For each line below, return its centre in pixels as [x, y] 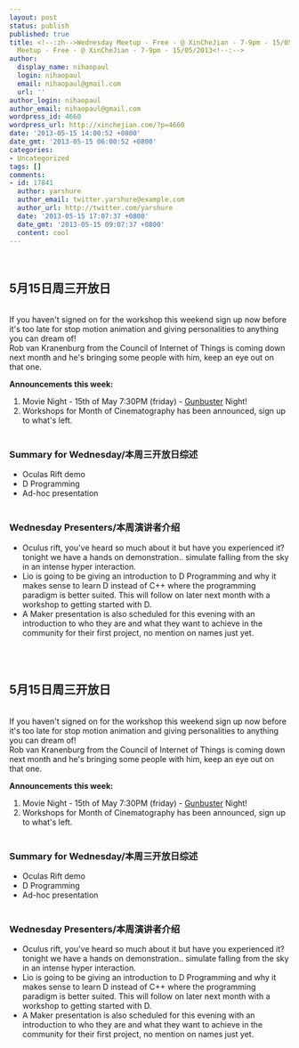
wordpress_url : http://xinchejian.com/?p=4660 [97, 126]
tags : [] [25, 167]
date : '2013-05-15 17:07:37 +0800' [83, 216]
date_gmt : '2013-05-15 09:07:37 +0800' [91, 224]
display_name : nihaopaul [63, 68]
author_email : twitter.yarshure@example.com [101, 200]
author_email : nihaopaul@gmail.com [75, 109]
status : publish [39, 26]
